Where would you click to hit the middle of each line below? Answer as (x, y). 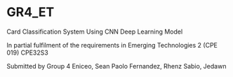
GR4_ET (31, 12)
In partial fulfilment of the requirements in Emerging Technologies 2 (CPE (112, 45)
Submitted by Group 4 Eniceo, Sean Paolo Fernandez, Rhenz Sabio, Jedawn (116, 66)
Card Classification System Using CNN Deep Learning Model (95, 31)
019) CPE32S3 (27, 52)
